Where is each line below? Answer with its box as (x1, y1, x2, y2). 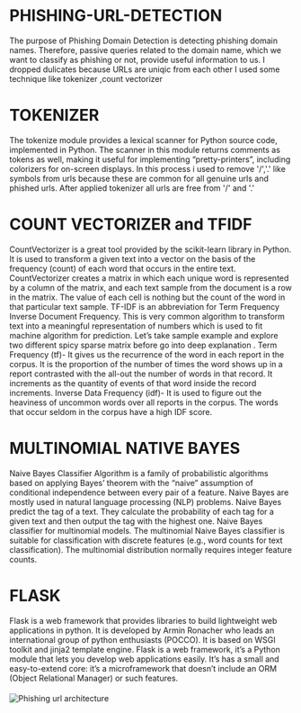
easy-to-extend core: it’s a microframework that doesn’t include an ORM (9, 663, 277, 673)
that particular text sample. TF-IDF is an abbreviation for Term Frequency (9, 301, 280, 311)
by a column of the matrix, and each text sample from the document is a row (9, 282, 292, 293)
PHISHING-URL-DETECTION (9, 5, 223, 26)
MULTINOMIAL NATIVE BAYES (9, 438, 241, 458)
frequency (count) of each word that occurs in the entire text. (9, 263, 236, 274)
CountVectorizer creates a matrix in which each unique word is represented (9, 272, 289, 284)
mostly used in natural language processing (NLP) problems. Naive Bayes (9, 496, 282, 507)
